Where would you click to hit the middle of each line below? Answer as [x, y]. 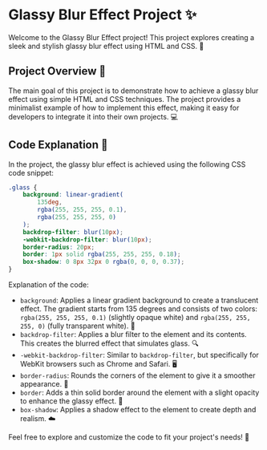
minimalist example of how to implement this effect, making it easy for [124, 107]
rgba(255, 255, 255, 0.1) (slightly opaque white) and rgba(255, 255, [135, 318]
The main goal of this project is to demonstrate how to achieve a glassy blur [133, 91]
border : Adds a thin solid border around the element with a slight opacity [140, 393]
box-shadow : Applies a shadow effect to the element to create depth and [138, 410]
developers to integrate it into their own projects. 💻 [93, 116]
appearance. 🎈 [44, 384]
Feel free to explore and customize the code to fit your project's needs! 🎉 [129, 437]
